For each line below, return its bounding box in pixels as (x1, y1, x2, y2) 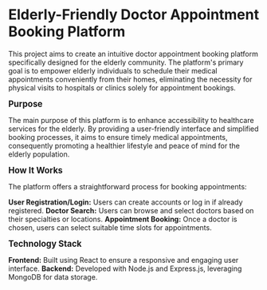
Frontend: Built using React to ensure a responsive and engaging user (8, 255, 239, 264)
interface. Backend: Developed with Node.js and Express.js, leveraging (8, 264, 242, 273)
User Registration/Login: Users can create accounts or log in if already (8, 197, 243, 207)
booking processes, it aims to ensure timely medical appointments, (8, 132, 229, 141)
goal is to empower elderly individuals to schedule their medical (8, 66, 218, 75)
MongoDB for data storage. (8, 272, 98, 281)
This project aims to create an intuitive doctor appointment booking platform (8, 49, 259, 58)
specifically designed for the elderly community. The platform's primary (8, 58, 244, 67)
